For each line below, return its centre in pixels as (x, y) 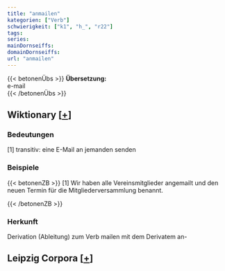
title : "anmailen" (34, 14)
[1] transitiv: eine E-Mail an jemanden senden (72, 150)
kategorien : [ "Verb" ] (39, 20)
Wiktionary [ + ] (39, 115)
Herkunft (23, 221)
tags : (15, 33)
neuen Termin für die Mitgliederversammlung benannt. (85, 190)
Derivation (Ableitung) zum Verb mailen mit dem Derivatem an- (97, 237)
